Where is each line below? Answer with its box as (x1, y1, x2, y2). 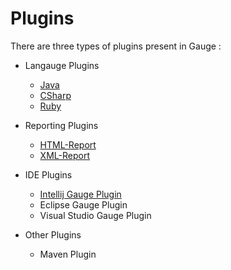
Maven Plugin (39, 248, 97, 260)
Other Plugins (24, 228, 82, 241)
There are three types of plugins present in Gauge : (10, 40, 222, 52)
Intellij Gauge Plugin (39, 188, 122, 200)
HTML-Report (39, 138, 97, 151)
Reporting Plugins (24, 119, 99, 131)
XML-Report (39, 149, 90, 161)
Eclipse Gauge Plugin (39, 198, 128, 211)
